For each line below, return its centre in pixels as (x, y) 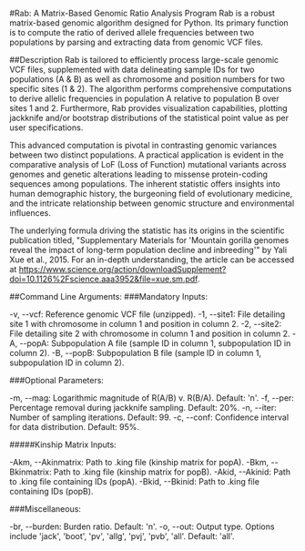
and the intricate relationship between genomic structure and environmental (152, 203)
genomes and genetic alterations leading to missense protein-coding (139, 174)
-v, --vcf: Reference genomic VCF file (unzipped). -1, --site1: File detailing (147, 314)
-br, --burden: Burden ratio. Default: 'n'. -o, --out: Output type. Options (142, 526)
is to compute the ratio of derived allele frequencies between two (132, 32)
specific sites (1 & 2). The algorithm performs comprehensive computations (151, 89)
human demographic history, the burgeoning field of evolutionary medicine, (151, 194)
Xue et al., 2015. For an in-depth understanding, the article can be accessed (152, 260)
